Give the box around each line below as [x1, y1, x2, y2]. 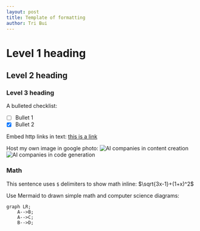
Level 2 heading [6, 70, 68, 81]
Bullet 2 [15, 121, 35, 128]
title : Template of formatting [6, 15, 86, 21]
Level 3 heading [6, 89, 55, 97]
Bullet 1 [15, 114, 33, 121]
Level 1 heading [6, 46, 86, 60]
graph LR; [6, 204, 32, 210]
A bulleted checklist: [6, 102, 58, 110]
